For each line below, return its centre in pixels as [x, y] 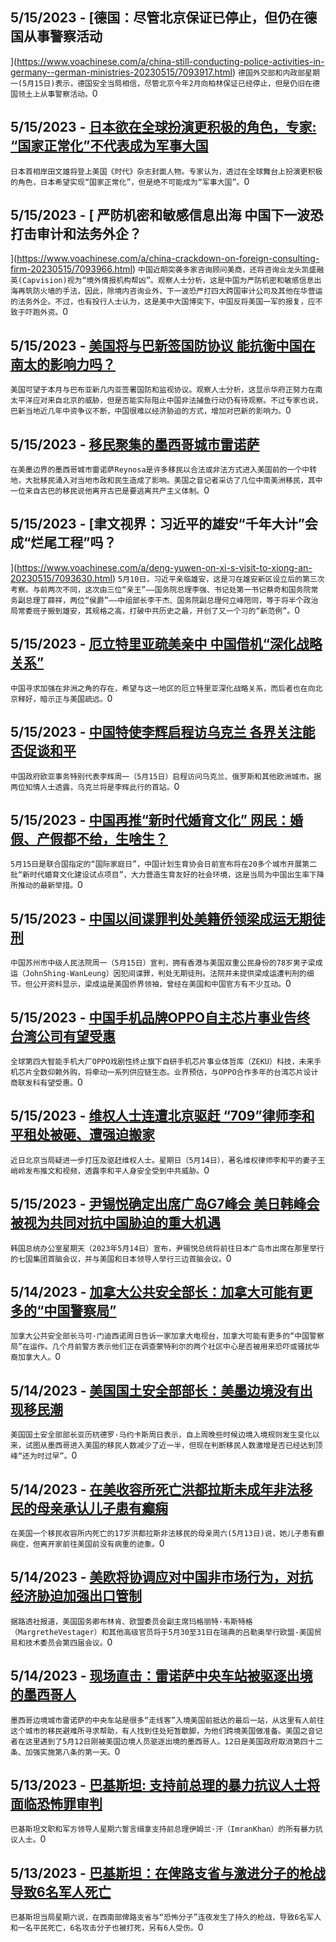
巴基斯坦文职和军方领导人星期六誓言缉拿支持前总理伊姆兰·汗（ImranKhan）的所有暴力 [163, 1829]
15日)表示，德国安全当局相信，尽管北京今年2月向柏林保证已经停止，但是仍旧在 [173, 83]
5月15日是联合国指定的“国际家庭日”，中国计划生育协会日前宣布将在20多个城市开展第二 [164, 864]
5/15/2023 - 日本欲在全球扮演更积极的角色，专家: [163, 127]
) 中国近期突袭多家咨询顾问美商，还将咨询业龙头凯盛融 [228, 269]
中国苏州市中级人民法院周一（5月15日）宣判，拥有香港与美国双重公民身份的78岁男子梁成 [166, 963]
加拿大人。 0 [39, 1357]
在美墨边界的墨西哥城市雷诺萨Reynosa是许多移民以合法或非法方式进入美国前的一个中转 [164, 470]
